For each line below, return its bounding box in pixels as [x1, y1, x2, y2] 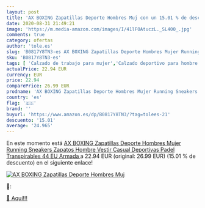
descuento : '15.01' [6, 117, 56, 123]
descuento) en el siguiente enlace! [6, 159, 93, 166]
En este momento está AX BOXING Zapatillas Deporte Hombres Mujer [6, 139, 181, 147]
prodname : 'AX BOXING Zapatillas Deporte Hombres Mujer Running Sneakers [6, 89, 198, 95]
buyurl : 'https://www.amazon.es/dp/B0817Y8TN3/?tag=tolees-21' [6, 111, 171, 117]
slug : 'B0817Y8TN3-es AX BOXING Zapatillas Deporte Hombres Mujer [6, 49, 179, 55]
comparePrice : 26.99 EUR [6, 83, 70, 89]
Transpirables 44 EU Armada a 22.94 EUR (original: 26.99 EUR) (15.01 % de [6, 152, 196, 160]
